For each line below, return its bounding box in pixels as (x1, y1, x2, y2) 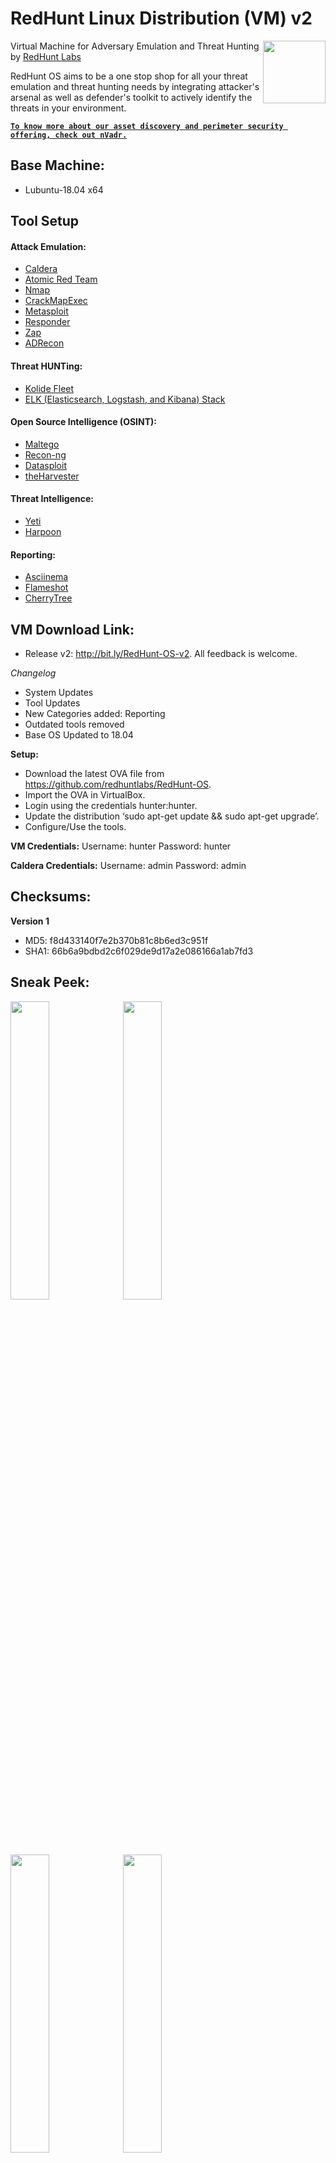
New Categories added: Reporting (24, 707, 166, 719)
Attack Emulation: (10, 240, 87, 252)
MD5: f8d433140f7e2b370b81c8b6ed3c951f (24, 934, 209, 946)
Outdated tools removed (24, 718, 125, 730)
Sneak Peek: (10, 974, 90, 991)
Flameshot (24, 582, 69, 594)
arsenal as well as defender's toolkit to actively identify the (10, 91, 253, 103)
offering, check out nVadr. (10, 130, 128, 140)
